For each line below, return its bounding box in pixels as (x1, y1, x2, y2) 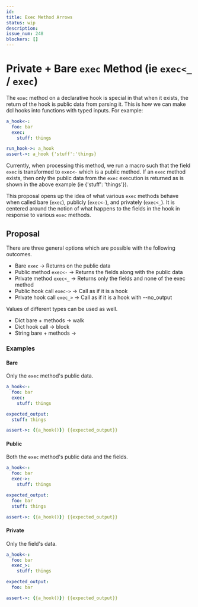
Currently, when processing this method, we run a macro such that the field (6, 162, 191, 169)
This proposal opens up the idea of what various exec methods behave (6, 193, 179, 200)
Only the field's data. (6, 540, 58, 547)
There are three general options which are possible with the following (6, 244, 176, 251)
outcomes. (6, 251, 33, 257)
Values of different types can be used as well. (6, 306, 118, 312)
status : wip (6, 20, 36, 26)
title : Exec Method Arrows (6, 14, 73, 20)
